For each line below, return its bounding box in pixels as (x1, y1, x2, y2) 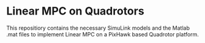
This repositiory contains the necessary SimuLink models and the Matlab (6, 24, 190, 31)
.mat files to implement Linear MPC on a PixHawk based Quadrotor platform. (6, 30, 199, 38)
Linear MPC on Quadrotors (6, 4, 145, 18)
